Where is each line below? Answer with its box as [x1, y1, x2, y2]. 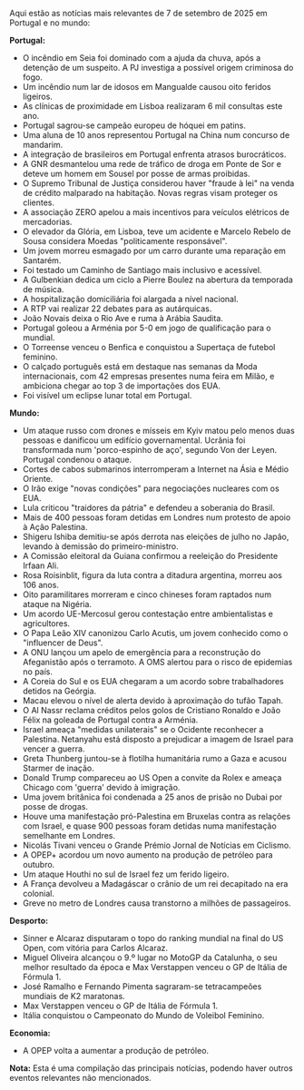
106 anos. [22, 580, 59, 590]
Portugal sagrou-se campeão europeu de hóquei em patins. [22, 120, 247, 131]
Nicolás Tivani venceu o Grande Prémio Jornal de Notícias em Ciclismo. [22, 840, 292, 850]
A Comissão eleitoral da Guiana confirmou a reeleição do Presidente [22, 551, 279, 561]
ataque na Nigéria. [22, 599, 93, 609]
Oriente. [22, 474, 54, 484]
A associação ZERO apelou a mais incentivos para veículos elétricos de [22, 207, 290, 217]
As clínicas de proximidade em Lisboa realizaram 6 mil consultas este [22, 101, 283, 112]
